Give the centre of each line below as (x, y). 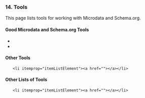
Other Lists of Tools (26, 80)
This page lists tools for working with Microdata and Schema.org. (73, 18)
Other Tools (18, 58)
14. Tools (16, 7)
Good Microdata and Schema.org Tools (47, 29)
